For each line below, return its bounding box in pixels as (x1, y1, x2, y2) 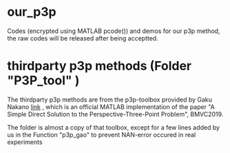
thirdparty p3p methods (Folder (7, 58, 191, 74)
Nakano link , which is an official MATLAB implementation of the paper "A (7, 102, 215, 110)
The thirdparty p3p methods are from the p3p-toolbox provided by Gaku (7, 95, 212, 104)
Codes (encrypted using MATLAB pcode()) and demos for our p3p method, (7, 27, 220, 35)
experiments (7, 138, 43, 146)
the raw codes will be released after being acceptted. (7, 34, 158, 42)
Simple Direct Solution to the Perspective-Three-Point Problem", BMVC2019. (7, 110, 224, 118)
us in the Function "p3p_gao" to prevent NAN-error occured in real (7, 130, 196, 139)
